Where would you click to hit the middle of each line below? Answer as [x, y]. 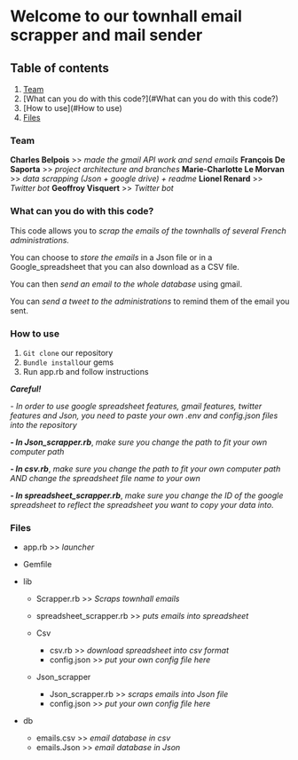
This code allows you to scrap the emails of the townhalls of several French [148, 230]
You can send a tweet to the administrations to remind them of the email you [150, 301]
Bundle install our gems [68, 362]
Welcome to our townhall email [126, 16]
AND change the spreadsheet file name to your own [105, 478]
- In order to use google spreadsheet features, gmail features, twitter [136, 406]
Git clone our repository [68, 352]
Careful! [26, 389]
